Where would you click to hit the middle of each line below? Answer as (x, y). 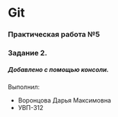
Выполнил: (24, 87)
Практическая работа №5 (54, 35)
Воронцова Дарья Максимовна (65, 100)
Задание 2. (28, 53)
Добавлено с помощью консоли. (59, 69)
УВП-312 (31, 108)
